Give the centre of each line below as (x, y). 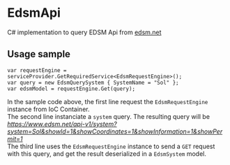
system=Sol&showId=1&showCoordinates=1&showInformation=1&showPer (115, 131)
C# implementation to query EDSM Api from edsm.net (84, 32)
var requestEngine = (37, 70)
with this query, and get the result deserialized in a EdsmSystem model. (107, 153)
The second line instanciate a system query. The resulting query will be (109, 116)
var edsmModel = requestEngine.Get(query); (71, 89)
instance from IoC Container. (48, 109)
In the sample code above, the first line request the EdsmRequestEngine (108, 101)
